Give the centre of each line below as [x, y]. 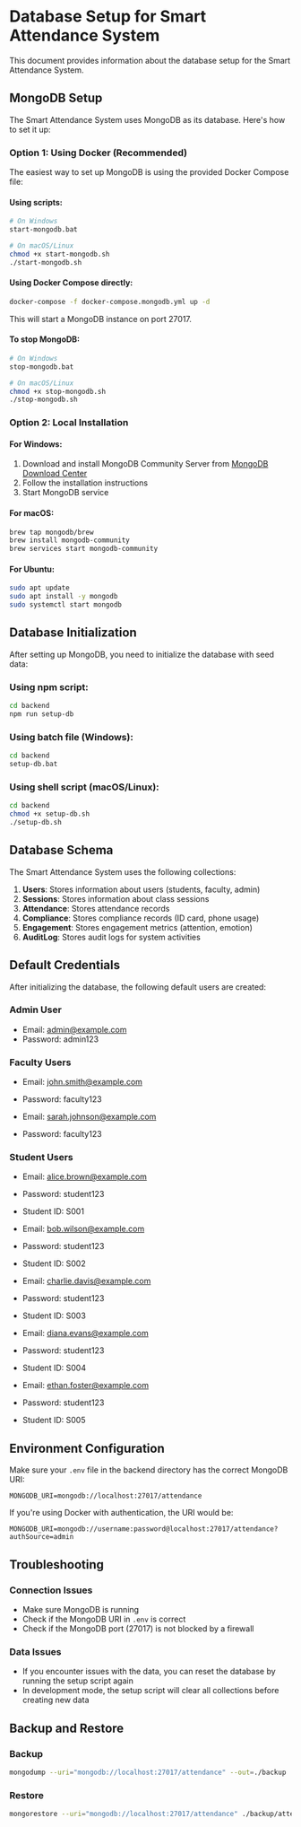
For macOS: [32, 513]
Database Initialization [73, 633]
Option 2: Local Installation [69, 423]
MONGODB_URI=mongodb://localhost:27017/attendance [106, 1496]
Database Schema [61, 850]
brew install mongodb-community [69, 540]
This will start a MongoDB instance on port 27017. [101, 319]
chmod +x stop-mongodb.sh [57, 391]
